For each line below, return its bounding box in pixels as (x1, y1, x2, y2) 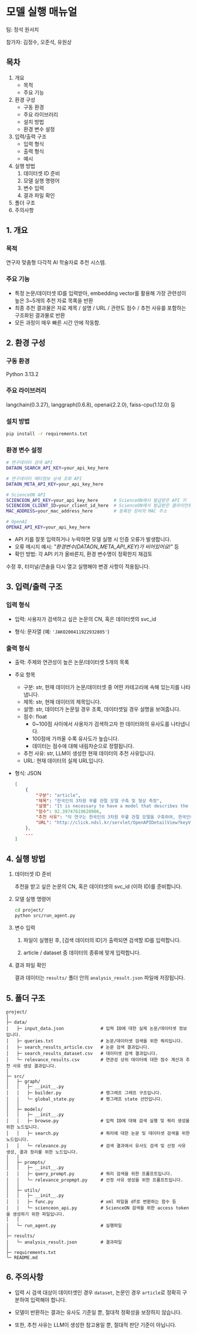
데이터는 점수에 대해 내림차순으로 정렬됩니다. (32, 742, 134, 749)
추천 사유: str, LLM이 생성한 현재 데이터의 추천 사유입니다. (23, 750, 155, 757)
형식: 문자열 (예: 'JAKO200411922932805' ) (14, 628, 110, 635)
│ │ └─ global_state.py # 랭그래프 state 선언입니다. (6, 1096, 163, 1102)
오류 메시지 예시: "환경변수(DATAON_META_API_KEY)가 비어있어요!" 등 (14, 543, 179, 550)
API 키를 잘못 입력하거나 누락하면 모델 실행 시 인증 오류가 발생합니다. (14, 535, 172, 543)
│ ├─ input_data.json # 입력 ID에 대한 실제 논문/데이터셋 (6, 1025, 177, 1032)
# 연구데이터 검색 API (6, 460, 53, 465)
